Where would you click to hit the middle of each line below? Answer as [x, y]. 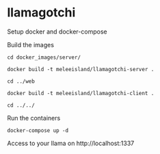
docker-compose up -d [38, 130]
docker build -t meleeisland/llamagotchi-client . [81, 93]
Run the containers [34, 118]
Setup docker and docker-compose [57, 31]
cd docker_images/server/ [44, 57]
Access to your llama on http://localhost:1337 [71, 143]
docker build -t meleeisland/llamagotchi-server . [81, 69]
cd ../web [21, 81]
